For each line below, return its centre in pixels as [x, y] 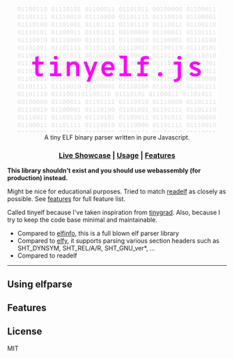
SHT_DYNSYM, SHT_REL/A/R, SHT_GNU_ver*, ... [86, 248]
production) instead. [38, 178]
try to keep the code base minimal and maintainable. [83, 220]
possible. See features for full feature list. [67, 199]
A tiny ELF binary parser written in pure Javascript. [117, 137]
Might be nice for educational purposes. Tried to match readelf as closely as [117, 192]
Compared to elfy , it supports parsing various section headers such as [118, 241]
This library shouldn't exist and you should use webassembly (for [104, 171]
